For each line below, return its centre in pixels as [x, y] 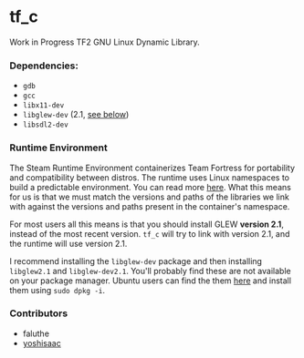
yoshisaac [42, 343]
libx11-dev [43, 106]
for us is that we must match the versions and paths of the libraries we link [149, 197]
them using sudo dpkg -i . [58, 290]
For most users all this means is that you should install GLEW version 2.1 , [147, 224]
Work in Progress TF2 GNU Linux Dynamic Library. [105, 42]
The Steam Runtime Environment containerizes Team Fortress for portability [152, 168]
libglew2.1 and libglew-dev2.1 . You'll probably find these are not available [150, 271]
